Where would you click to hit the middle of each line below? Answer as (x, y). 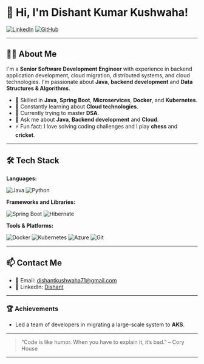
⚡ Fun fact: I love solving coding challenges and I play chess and (96, 126)
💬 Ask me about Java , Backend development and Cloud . (87, 119)
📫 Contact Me (34, 263)
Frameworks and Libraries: (41, 202)
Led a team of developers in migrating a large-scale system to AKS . (100, 324)
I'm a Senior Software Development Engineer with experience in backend (99, 69)
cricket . (25, 135)
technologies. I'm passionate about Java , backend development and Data (100, 82)
